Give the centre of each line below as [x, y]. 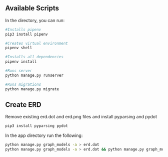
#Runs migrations [23, 84]
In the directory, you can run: [35, 20]
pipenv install [21, 62]
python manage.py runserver [34, 75]
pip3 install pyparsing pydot [37, 126]
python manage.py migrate [32, 89]
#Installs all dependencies [34, 57]
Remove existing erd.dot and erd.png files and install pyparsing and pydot [81, 117]
